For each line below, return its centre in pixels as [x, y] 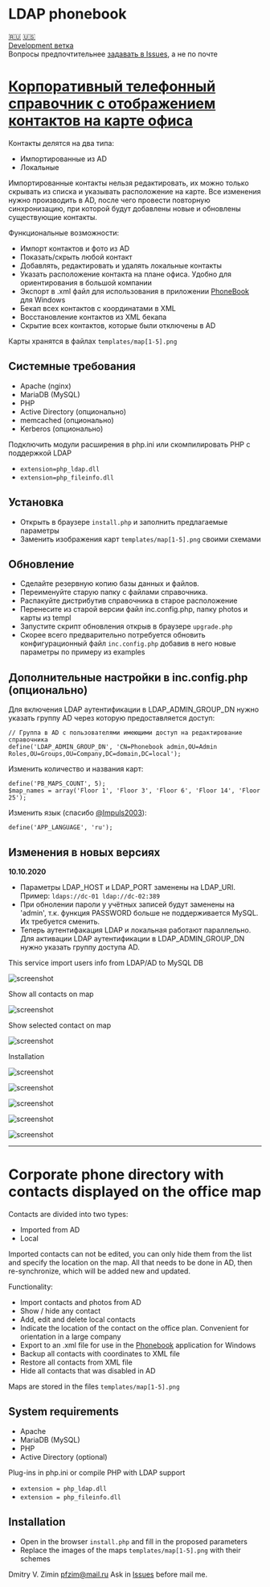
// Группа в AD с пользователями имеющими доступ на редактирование [125, 733]
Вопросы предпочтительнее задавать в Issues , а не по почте [113, 54]
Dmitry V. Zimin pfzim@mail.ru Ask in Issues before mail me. [108, 1574]
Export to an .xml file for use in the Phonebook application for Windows [138, 1345]
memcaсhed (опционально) [67, 420]
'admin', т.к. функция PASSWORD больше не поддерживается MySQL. [139, 912]
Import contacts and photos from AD [81, 1302]
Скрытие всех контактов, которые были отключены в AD [118, 325]
